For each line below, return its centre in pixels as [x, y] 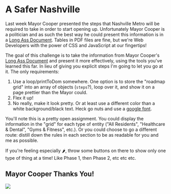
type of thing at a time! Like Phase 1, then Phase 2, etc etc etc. [71, 158]
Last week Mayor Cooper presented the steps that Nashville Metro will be [82, 24]
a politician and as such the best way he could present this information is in [84, 34]
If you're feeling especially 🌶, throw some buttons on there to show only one [86, 150]
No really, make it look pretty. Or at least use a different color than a [84, 103]
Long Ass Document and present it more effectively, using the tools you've [84, 60]
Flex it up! [23, 98]
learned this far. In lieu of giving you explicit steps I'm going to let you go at [84, 66]
